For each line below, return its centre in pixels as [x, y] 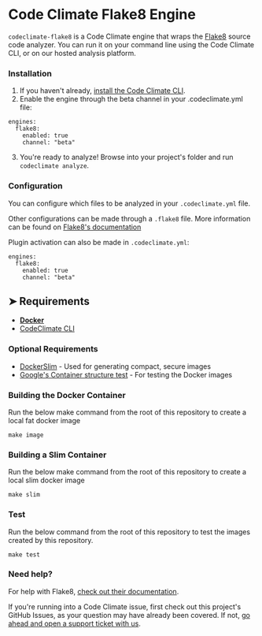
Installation [30, 73]
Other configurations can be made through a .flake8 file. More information [129, 218]
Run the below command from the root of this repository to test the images [129, 532]
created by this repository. [51, 540]
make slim [24, 495]
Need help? [30, 575]
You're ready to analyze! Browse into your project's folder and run [126, 157]
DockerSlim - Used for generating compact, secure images [115, 366]
